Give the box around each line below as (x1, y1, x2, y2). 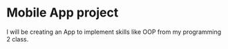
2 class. (6, 35, 29, 43)
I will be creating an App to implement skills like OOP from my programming (6, 28, 222, 36)
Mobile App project (6, 5, 119, 21)
